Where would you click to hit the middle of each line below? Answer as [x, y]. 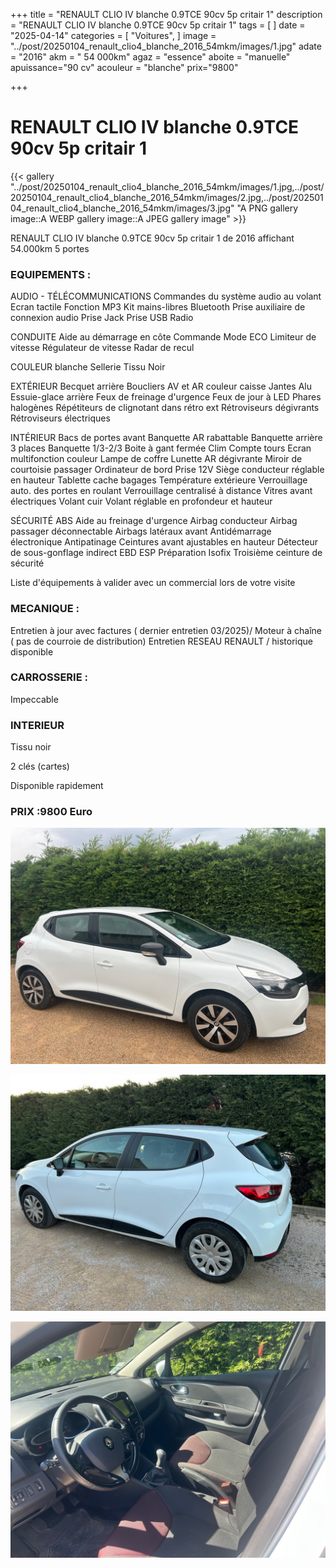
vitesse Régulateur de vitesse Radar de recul [102, 348]
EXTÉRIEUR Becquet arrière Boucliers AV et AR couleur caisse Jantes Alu [161, 386]
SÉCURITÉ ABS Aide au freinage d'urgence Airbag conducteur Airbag [154, 521]
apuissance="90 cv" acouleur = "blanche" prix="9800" [124, 67]
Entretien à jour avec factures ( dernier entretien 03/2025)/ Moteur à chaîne [166, 630]
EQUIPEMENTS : [51, 274]
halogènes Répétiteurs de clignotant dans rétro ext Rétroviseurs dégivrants [165, 408]
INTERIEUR [37, 725]
